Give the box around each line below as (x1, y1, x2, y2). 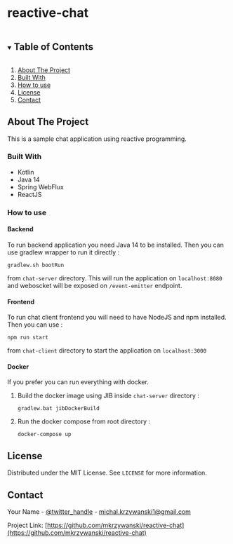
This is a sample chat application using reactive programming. (7, 135, 187, 143)
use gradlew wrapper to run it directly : (7, 247, 120, 257)
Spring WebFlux (17, 182, 65, 191)
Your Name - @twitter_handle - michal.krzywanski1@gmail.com (7, 508, 192, 516)
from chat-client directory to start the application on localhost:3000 (7, 346, 207, 355)
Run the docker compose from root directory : (17, 417, 151, 426)
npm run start (7, 334, 49, 341)
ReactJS (17, 190, 42, 198)
